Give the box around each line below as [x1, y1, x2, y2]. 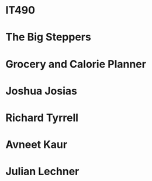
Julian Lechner [5, 165, 80, 178]
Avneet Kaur [5, 138, 68, 152]
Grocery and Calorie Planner [5, 57, 147, 71]
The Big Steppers [5, 31, 91, 44]
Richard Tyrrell [5, 111, 79, 124]
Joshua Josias [5, 84, 77, 98]
